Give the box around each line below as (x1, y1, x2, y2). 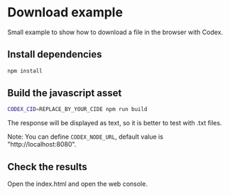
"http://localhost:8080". (7, 140, 77, 149)
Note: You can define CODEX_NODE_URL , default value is (7, 132, 163, 141)
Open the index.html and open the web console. (7, 179, 148, 189)
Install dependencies (7, 48, 102, 60)
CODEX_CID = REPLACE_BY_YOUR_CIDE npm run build (7, 106, 148, 113)
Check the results (7, 161, 87, 173)
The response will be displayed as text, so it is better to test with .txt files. (7, 119, 222, 127)
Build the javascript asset (7, 87, 122, 100)
